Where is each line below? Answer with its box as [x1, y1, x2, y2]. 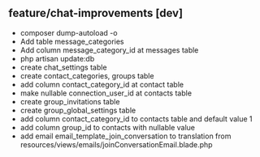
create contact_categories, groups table [19, 70, 154, 80]
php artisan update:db [19, 53, 95, 63]
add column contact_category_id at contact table [19, 79, 184, 89]
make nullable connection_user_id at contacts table [19, 88, 193, 98]
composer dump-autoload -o [19, 28, 118, 37]
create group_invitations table [19, 96, 120, 106]
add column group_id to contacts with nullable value [19, 122, 196, 132]
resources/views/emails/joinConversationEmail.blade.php [19, 139, 213, 149]
